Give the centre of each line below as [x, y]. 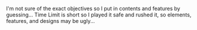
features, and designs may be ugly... [50, 21]
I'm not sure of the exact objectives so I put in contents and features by [93, 9]
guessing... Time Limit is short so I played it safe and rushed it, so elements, [99, 15]
